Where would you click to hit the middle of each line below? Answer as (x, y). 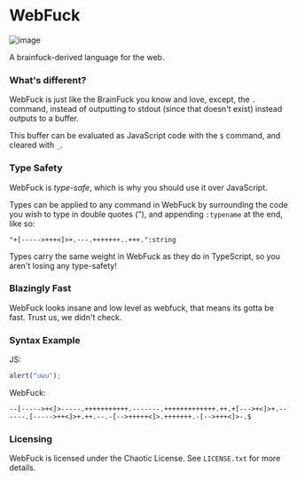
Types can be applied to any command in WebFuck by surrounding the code (148, 204)
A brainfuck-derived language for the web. (87, 57)
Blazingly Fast (40, 288)
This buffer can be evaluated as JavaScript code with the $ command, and (145, 136)
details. (23, 468)
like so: (22, 224)
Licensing (31, 438)
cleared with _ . (36, 145)
